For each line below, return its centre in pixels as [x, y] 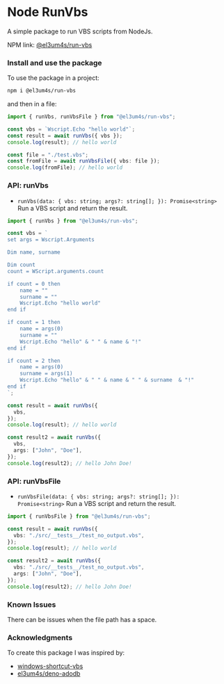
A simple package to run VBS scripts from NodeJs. [80, 31]
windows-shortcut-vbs [50, 666]
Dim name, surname [34, 252]
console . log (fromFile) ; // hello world [65, 168]
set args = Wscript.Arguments [51, 240]
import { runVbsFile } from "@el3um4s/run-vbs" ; [79, 516]
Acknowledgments [40, 637]
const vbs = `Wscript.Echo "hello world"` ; [71, 129]
